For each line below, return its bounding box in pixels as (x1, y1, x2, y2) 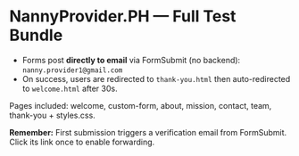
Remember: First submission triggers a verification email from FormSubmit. (9, 127, 287, 137)
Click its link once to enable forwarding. (9, 136, 155, 147)
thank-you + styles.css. (9, 110, 96, 120)
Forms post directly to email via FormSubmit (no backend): (21, 54, 241, 65)
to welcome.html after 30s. (21, 83, 118, 94)
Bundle (9, 25, 63, 45)
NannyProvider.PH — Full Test (9, 6, 237, 27)
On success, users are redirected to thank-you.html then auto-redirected (21, 73, 291, 84)
